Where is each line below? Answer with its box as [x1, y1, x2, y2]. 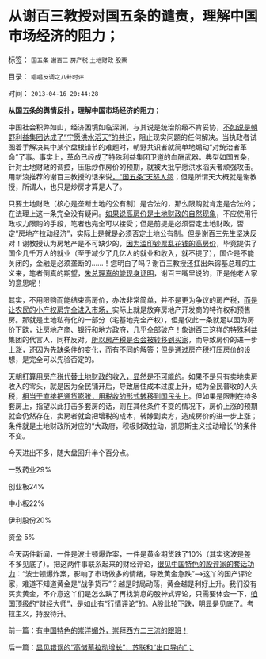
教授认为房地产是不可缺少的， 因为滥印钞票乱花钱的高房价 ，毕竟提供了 [28, 238, 258, 248]
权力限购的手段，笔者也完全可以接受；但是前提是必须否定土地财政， [14, 218, 237, 228]
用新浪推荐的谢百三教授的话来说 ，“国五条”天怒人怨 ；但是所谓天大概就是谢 [8, 171, 251, 181]
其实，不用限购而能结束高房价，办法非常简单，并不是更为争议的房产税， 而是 [8, 295, 258, 304]
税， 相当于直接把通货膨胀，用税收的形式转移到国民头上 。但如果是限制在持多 [8, 391, 258, 401]
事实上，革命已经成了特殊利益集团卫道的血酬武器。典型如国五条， [39, 152, 255, 161]
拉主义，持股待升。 [8, 608, 71, 618]
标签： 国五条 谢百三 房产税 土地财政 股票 [8, 55, 128, 64]
